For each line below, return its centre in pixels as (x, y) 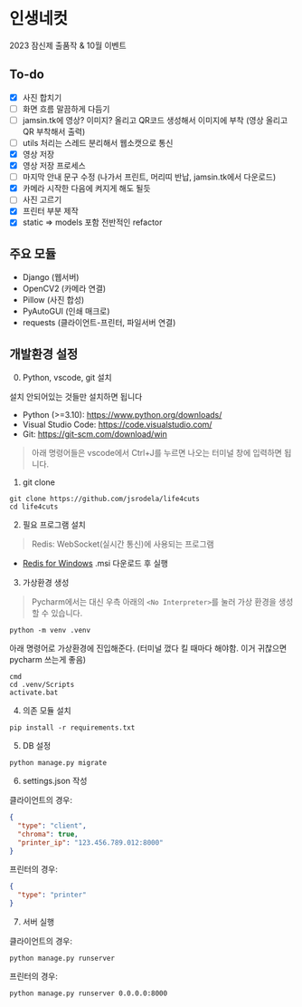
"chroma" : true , (48, 834)
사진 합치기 (42, 97)
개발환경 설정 (44, 354)
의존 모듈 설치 (47, 711)
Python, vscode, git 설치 (67, 378)
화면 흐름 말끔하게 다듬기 (66, 109)
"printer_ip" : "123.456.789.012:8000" (91, 842)
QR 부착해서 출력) (54, 131)
